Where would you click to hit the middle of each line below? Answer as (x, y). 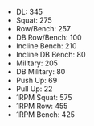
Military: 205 (37, 63)
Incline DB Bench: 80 (51, 55)
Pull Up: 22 (34, 89)
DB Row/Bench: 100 (49, 37)
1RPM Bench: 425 (45, 115)
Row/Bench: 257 (43, 29)
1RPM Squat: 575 (44, 97)
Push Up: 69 (37, 80)
